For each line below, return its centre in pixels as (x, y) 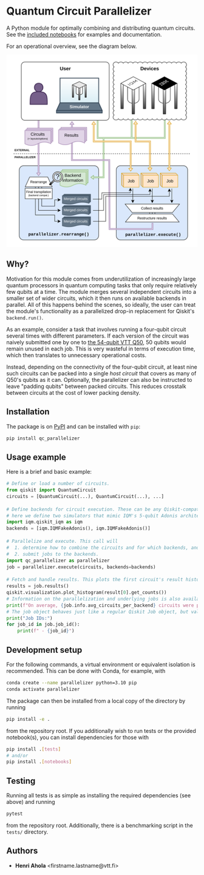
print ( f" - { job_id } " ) (46, 631)
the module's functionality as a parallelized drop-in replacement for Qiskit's (100, 311)
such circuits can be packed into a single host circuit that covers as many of (101, 373)
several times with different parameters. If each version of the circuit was (98, 336)
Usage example (36, 457)
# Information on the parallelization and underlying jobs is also (93, 599)
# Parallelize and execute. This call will (62, 542)
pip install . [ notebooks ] (39, 762)
